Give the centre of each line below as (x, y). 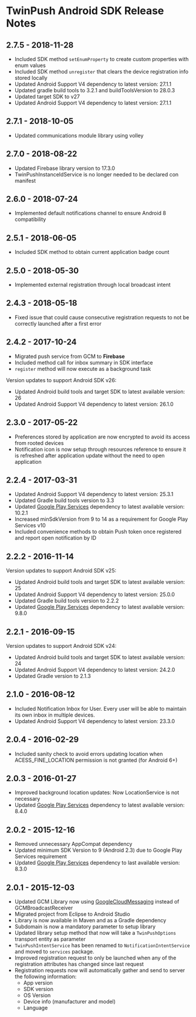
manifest (25, 180)
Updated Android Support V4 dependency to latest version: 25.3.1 (94, 494)
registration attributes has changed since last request (79, 964)
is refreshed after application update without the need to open (90, 455)
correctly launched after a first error (58, 323)
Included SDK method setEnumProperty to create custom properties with (102, 59)
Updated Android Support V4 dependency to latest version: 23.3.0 (94, 721)
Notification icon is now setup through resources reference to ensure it (100, 449)
